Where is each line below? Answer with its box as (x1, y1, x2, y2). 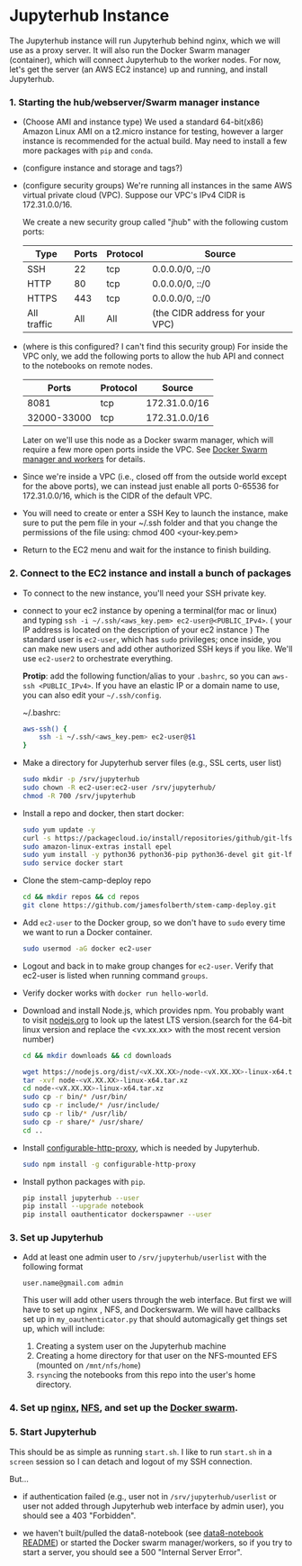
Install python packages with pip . (22, 1176, 146, 1187)
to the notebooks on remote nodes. (22, 360, 154, 371)
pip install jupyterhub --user (22, 1193, 140, 1203)
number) (22, 1033, 55, 1044)
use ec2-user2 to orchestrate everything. (22, 652, 173, 663)
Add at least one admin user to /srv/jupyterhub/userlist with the (22, 1252, 267, 1262)
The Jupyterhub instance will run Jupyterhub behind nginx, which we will (9, 35, 280, 46)
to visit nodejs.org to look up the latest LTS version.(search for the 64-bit (22, 1015, 292, 1025)
